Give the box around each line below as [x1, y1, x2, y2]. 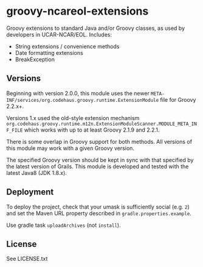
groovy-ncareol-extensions [6, 4, 149, 18]
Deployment [6, 187, 54, 198]
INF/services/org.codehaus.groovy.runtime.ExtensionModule [6, 97, 159, 103]
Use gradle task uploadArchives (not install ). [6, 221, 121, 229]
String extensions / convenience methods [15, 43, 120, 50]
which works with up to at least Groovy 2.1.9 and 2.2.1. [24, 126, 160, 133]
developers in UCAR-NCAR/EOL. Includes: [6, 30, 112, 38]
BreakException [15, 55, 55, 63]
